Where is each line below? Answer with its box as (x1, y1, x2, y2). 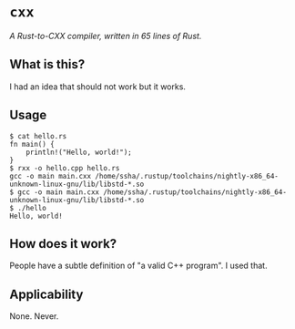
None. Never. (9, 311, 59, 322)
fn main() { (9, 139, 55, 149)
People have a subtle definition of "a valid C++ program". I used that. (9, 260, 268, 272)
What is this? (9, 57, 86, 72)
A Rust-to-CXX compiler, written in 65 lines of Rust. (9, 30, 202, 41)
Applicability (9, 286, 84, 302)
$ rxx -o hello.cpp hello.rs (9, 163, 120, 172)
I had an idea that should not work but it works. (9, 81, 187, 92)
